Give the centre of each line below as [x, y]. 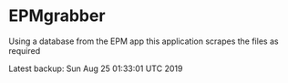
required [25, 50]
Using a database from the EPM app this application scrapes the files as [144, 41]
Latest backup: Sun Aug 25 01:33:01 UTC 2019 [96, 68]
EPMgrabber [57, 16]
